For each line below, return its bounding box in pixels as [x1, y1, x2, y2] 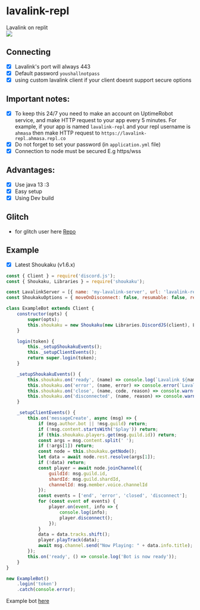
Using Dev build [14, 194, 54, 201]
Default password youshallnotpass [14, 70, 100, 77]
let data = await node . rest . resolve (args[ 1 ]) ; [37, 454, 156, 460]
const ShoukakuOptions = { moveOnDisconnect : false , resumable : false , [6, 295, 187, 301]
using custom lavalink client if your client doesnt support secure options [14, 76, 192, 83]
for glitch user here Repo [14, 228, 76, 235]
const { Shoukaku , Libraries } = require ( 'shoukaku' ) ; [6, 278, 145, 284]
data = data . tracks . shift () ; [37, 531, 111, 537]
